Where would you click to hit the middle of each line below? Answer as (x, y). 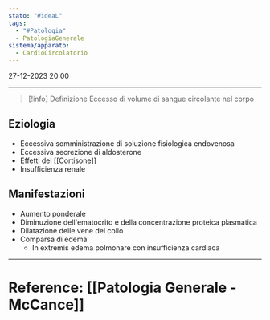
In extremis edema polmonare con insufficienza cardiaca (126, 247)
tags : (17, 23)
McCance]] (46, 304)
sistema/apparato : (39, 46)
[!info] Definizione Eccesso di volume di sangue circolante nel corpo (141, 99)
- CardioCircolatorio (52, 53)
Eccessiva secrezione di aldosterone (81, 152)
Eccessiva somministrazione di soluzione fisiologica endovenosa (127, 143)
